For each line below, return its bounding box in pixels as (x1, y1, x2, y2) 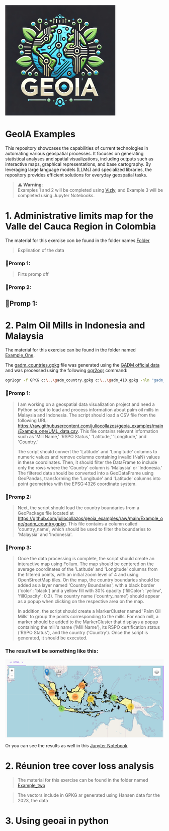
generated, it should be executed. (17, 635, 88, 641)
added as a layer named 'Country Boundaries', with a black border (17, 582, 155, 588)
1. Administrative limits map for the (5, 210, 153, 221)
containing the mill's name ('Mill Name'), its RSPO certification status (17, 624, 160, 630)
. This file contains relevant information (77, 428, 158, 434)
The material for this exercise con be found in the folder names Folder (5, 237, 150, 244)
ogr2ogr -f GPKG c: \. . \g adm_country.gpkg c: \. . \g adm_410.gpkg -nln (5, 378, 150, 383)
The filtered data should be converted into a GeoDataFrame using (17, 470, 154, 476)
